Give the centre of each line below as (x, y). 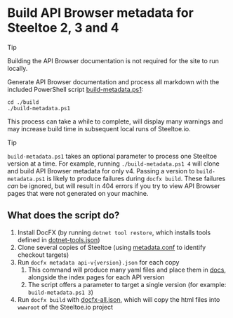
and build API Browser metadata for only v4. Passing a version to (101, 171)
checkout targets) (43, 255)
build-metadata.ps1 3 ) (60, 292)
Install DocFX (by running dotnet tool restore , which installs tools (114, 232)
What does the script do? (64, 216)
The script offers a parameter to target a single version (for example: (127, 284)
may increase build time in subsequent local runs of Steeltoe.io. (99, 128)
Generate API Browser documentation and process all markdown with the (113, 81)
